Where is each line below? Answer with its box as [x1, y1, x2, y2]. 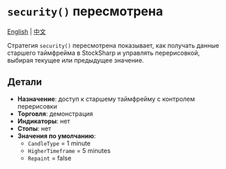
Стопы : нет [17, 124, 52, 132]
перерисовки [17, 102, 57, 111]
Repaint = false [27, 154, 72, 162]
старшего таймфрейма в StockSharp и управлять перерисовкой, [7, 49, 200, 57]
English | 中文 [7, 27, 47, 35]
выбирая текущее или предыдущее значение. [7, 56, 144, 64]
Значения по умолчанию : [17, 131, 96, 140]
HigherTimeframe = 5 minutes [27, 146, 111, 154]
